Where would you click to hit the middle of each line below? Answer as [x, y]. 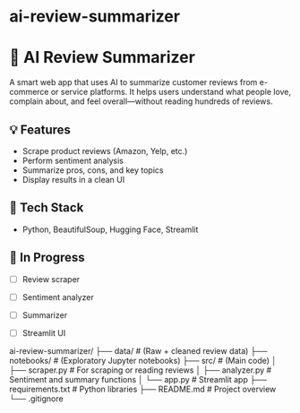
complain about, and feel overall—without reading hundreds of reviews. [141, 101]
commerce [29, 92]
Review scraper [51, 279]
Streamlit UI [44, 332]
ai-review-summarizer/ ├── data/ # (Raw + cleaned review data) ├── [138, 350]
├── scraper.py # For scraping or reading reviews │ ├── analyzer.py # [141, 370]
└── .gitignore [37, 398]
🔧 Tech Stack [47, 208]
